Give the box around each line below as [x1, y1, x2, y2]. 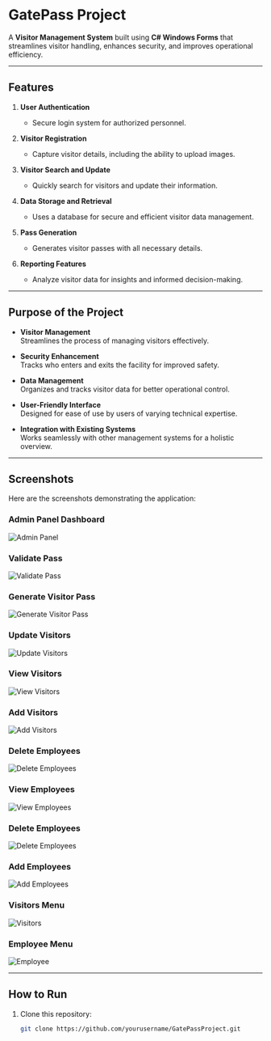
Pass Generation [19, 227, 77, 237]
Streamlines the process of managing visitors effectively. [19, 336, 210, 345]
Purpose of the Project [8, 306, 124, 319]
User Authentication [19, 102, 90, 112]
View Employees [8, 784, 75, 795]
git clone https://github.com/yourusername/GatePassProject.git [19, 1025, 241, 1033]
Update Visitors [8, 629, 71, 641]
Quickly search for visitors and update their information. [31, 180, 218, 190]
